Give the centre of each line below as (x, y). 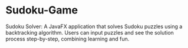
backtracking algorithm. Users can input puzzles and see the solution (90, 32)
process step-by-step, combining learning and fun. (67, 39)
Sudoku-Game (42, 10)
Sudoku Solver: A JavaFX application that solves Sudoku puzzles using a (94, 26)
